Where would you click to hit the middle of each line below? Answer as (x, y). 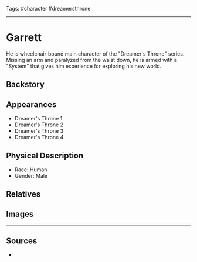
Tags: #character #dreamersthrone (48, 8)
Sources (22, 241)
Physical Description (45, 155)
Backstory (26, 85)
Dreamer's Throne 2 (39, 125)
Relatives (23, 194)
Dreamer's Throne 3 (39, 131)
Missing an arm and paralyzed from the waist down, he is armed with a (92, 60)
